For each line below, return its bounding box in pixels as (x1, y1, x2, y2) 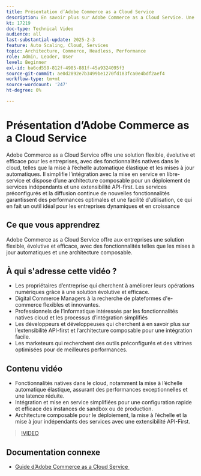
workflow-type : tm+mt (6, 76, 61, 82)
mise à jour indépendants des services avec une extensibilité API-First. (14, 418, 191, 425)
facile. (14, 333, 31, 340)
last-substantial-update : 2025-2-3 (6, 37, 95, 43)
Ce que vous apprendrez (6, 220, 100, 230)
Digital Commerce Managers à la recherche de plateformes (14, 295, 162, 302)
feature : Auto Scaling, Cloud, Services (6, 43, 109, 49)
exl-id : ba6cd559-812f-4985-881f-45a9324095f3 (6, 64, 125, 71)
